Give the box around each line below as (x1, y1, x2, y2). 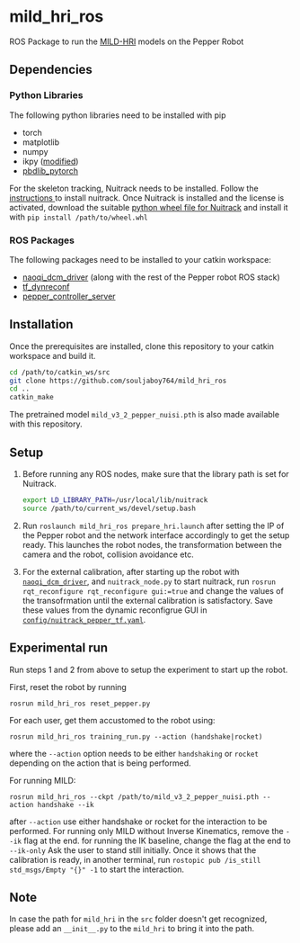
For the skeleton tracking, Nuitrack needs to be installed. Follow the (9, 183, 259, 193)
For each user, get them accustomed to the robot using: (9, 714, 216, 725)
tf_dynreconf (22, 281, 70, 292)
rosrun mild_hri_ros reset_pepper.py (9, 699, 151, 708)
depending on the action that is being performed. (9, 758, 191, 768)
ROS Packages (9, 234, 75, 247)
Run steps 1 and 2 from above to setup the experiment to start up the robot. (9, 664, 288, 675)
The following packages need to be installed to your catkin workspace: (9, 254, 271, 265)
